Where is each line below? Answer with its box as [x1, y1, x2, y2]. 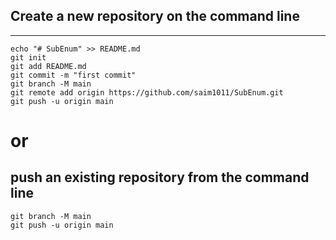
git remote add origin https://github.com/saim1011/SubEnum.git [10, 87, 284, 98]
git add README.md [10, 61, 87, 71]
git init [10, 52, 47, 63]
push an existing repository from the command [10, 169, 310, 186]
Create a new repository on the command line [10, 8, 300, 25]
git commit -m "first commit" [10, 70, 137, 80]
